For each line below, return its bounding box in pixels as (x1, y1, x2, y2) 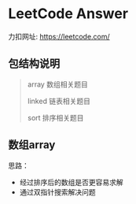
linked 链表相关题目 (27, 96, 90, 106)
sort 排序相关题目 (27, 113, 84, 122)
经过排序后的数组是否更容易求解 (19, 177, 123, 187)
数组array (8, 139, 56, 152)
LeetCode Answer (8, 5, 128, 23)
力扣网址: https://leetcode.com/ (8, 32, 110, 41)
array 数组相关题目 (27, 80, 88, 89)
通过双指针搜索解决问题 (19, 187, 96, 197)
